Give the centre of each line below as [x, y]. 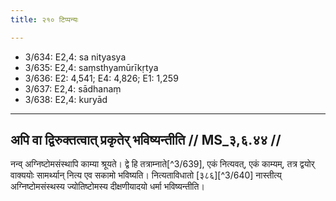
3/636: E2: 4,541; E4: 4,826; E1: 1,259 [101, 78]
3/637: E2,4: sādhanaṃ [73, 88]
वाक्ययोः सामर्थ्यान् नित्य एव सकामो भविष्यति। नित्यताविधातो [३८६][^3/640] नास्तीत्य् [146, 175]
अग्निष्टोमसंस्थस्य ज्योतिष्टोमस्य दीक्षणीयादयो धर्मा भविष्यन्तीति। [107, 187]
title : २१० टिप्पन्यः [44, 19]
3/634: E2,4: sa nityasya [75, 57]
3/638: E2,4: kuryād [66, 99]
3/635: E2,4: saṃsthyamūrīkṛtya [91, 67]
